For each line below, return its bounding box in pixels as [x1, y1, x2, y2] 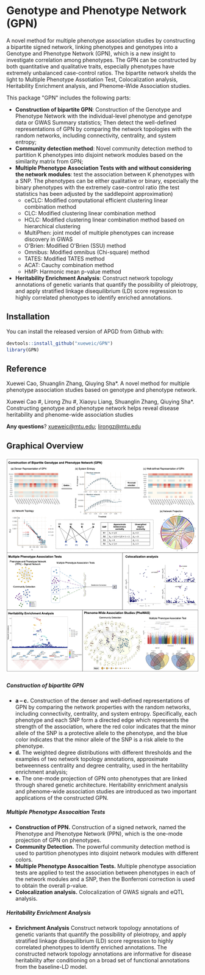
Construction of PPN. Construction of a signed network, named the [15, 824, 186, 831]
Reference [6, 364, 47, 374]
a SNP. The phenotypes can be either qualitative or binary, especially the [15, 177, 199, 184]
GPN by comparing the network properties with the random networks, [15, 703, 191, 711]
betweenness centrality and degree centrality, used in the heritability [15, 762, 189, 769]
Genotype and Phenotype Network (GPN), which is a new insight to [6, 49, 176, 57]
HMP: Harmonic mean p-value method [24, 268, 121, 275]
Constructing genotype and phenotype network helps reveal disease [6, 405, 179, 412]
